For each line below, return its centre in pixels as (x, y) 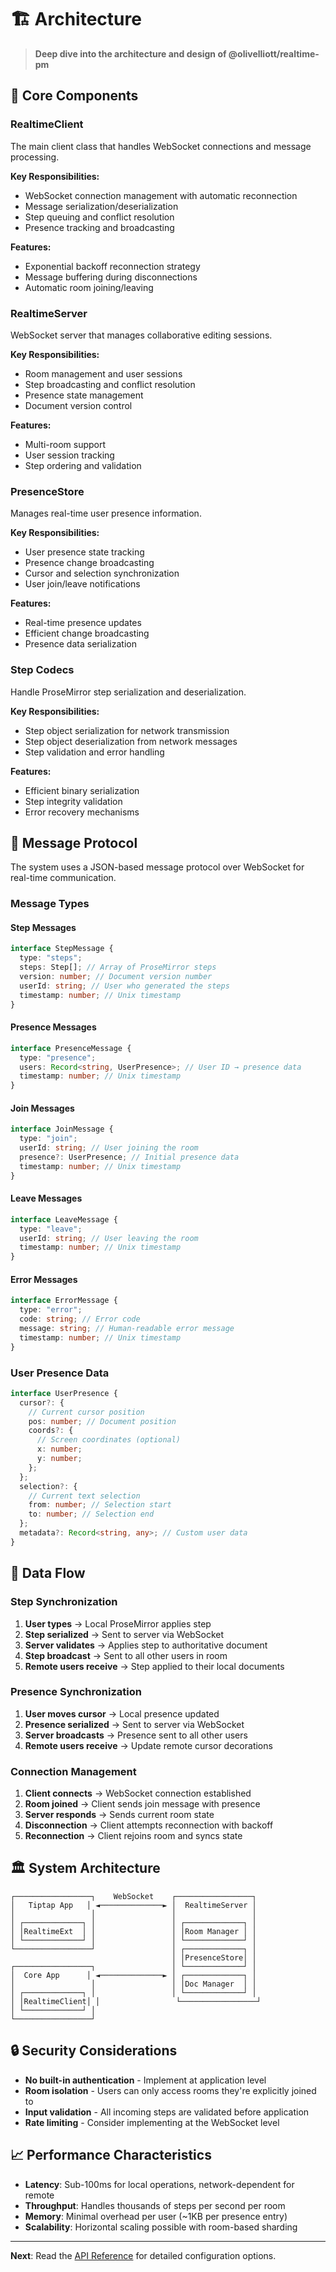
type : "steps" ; (51, 958)
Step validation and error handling (94, 752)
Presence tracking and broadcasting (99, 227)
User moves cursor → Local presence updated (122, 1713)
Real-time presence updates (83, 623)
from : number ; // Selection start (100, 1505)
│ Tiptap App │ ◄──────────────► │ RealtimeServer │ (133, 1905)
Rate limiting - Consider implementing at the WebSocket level (152, 2122)
